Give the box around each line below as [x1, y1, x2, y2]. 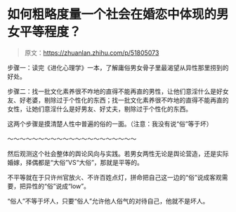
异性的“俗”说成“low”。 [25, 182, 90, 190]
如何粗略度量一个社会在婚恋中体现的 [7, 6, 217, 22]
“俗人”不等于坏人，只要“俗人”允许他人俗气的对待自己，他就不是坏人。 [7, 197, 209, 205]
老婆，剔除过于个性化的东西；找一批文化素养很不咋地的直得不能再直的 [25, 95, 229, 104]
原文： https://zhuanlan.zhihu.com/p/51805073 [24, 48, 159, 57]
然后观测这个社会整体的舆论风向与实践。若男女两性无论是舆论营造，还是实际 [7, 149, 229, 158]
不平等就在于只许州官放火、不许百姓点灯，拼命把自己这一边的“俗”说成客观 [7, 173, 223, 181]
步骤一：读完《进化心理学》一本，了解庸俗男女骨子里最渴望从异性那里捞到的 [7, 63, 229, 72]
